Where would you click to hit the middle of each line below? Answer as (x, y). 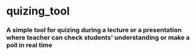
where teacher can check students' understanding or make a (98, 37)
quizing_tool (38, 11)
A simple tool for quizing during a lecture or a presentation (94, 30)
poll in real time (29, 45)
